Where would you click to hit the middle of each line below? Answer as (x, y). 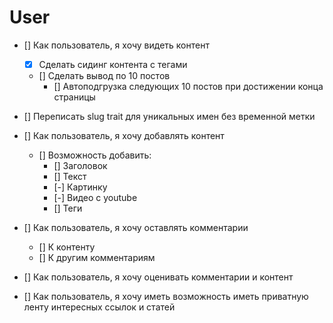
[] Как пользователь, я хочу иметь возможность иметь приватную (166, 296)
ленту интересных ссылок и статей (99, 307)
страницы (74, 97)
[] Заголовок (80, 165)
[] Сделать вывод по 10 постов (104, 75)
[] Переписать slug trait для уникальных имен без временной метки (169, 116)
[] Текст (70, 176)
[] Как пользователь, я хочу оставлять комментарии (136, 227)
